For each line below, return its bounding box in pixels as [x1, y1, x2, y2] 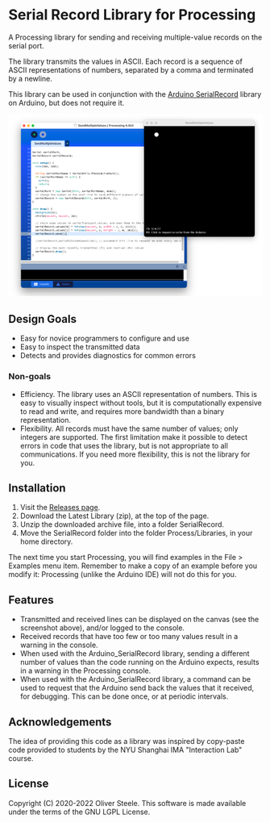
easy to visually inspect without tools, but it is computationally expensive [19, 398, 262, 407]
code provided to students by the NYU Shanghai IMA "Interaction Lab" [8, 745, 243, 754]
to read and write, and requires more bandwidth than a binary [19, 406, 225, 416]
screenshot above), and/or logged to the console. [19, 623, 185, 633]
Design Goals [8, 312, 77, 326]
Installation [8, 481, 66, 495]
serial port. [8, 40, 44, 50]
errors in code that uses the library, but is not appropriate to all [19, 441, 228, 450]
